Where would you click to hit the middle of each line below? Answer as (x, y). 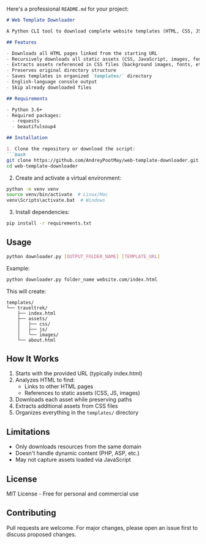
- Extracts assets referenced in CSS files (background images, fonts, (100, 65)
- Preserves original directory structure (61, 71)
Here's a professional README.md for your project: (67, 9)
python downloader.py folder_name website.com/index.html (82, 279)
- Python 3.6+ (25, 110)
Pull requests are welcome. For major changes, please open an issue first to (102, 527)
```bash (16, 155)
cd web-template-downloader (42, 166)
